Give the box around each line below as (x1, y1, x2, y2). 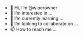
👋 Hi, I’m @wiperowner (10, 5, 58, 10)
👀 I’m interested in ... (10, 10, 53, 16)
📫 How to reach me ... (10, 26, 57, 32)
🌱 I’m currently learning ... (10, 15, 64, 21)
